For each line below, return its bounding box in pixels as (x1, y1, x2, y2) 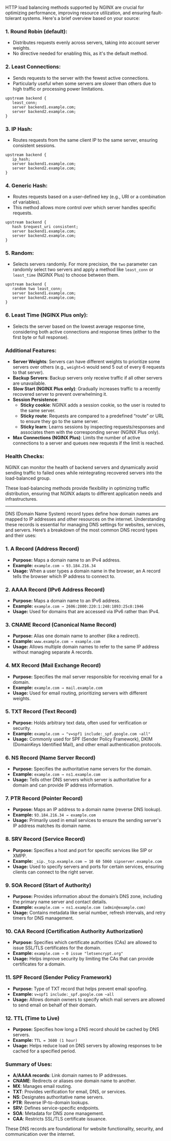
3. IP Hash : (5, 125, 33, 132)
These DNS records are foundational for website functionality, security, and (5, 1126, 164, 1132)
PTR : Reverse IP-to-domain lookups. (12, 1100, 90, 1106)
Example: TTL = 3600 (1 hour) (12, 1037, 78, 1043)
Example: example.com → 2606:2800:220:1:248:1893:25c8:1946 (12, 603, 144, 609)
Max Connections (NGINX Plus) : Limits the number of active (12, 435, 140, 441)
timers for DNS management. (12, 915, 74, 921)
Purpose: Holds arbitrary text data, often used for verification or (12, 720, 148, 726)
